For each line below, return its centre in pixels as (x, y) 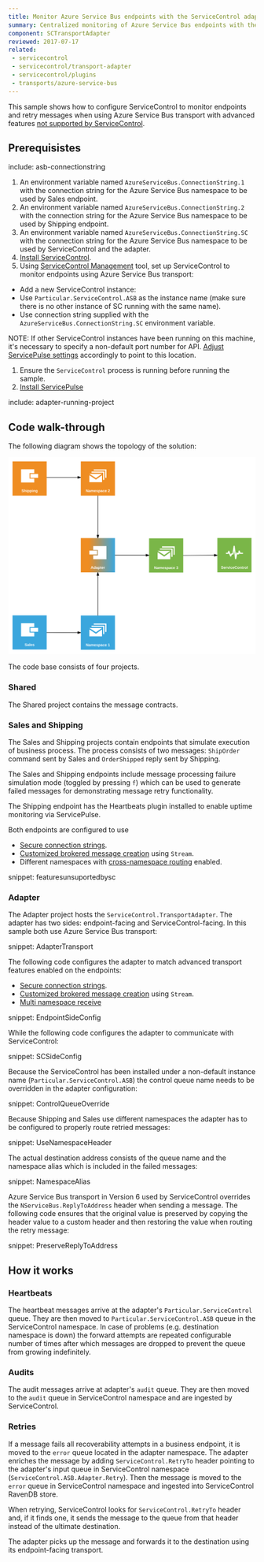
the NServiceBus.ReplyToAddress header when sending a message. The (123, 1205)
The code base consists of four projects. (74, 667)
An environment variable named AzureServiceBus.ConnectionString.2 (132, 207)
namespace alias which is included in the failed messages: (103, 1166)
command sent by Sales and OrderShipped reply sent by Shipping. (114, 759)
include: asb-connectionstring (57, 167)
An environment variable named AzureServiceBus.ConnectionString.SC (134, 232)
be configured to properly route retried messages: (89, 1128)
